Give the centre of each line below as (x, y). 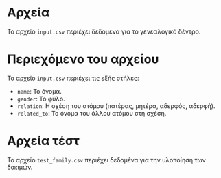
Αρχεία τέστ (44, 141)
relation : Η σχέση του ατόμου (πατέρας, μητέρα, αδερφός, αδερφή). (116, 106)
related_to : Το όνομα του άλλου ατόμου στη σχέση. (92, 113)
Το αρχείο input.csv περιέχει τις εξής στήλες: (73, 78)
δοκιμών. (20, 167)
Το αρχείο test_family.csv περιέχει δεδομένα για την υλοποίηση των (106, 160)
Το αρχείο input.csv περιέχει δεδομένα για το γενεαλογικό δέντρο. (104, 31)
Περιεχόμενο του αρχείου (83, 59)
